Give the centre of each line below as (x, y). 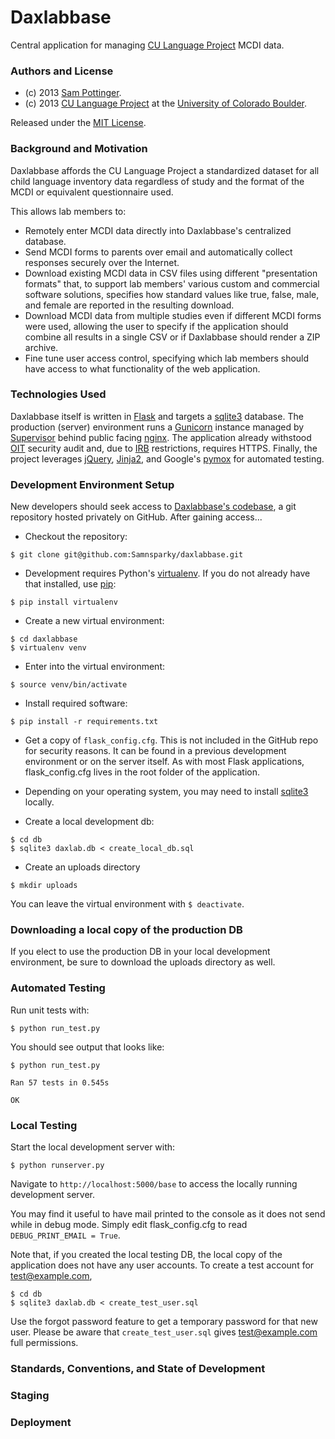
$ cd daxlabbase (44, 639)
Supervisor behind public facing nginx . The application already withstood (161, 437)
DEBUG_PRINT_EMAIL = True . (65, 1235)
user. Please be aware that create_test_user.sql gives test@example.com (164, 1332)
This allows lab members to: (68, 211)
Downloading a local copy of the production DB (126, 930)
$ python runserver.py (57, 1166)
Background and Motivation (79, 149)
